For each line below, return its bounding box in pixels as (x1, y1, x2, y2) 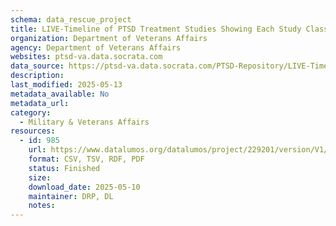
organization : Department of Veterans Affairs (10, 33, 208, 43)
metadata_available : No (10, 89, 110, 99)
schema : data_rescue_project (10, 14, 132, 25)
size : (28, 172, 52, 183)
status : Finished (28, 163, 101, 173)
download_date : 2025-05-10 (28, 182, 141, 192)
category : (10, 107, 52, 118)
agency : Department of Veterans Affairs (10, 42, 182, 53)
